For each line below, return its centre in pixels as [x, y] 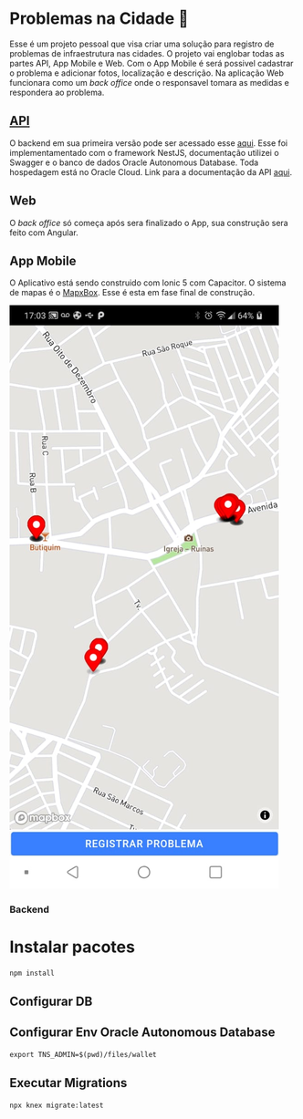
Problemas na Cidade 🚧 [99, 19]
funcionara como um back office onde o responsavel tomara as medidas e [149, 82]
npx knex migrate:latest [57, 1106]
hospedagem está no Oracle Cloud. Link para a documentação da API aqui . [151, 171]
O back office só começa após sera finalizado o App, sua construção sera [149, 223]
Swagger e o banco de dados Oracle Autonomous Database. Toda [134, 162]
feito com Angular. [44, 233]
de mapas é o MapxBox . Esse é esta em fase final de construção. [132, 293]
